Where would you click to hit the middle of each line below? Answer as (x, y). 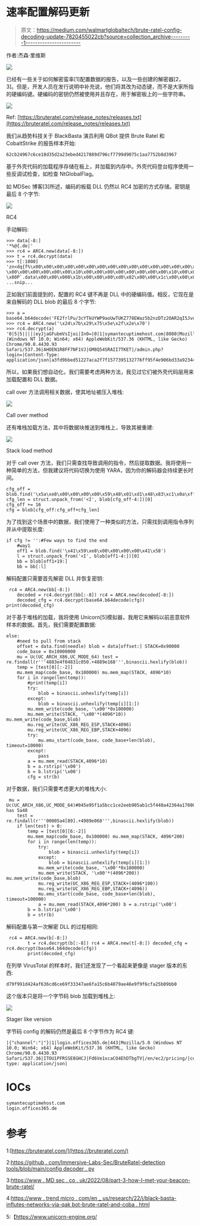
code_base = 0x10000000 (46, 651)
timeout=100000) (26, 899)
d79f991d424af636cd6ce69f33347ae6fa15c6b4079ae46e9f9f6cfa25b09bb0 (92, 984)
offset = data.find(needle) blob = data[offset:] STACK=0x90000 (98, 646)
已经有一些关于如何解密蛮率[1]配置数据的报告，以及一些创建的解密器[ (91, 79)
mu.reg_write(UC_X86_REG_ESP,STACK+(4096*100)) (98, 884)
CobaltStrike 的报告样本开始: (41, 143)
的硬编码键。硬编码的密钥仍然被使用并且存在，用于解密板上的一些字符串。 (97, 94)
